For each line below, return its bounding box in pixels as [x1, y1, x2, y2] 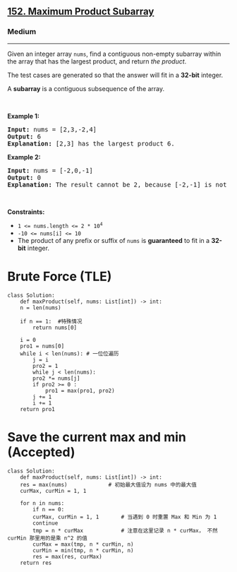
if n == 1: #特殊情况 [20, 318, 83, 325]
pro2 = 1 [32, 362, 59, 369]
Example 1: [7, 112, 40, 120]
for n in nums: [20, 499, 65, 507]
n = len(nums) [20, 304, 61, 311]
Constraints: [7, 208, 45, 216]
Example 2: [7, 153, 41, 161]
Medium [7, 27, 37, 37]
